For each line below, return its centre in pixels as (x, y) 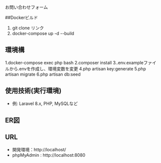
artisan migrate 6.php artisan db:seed (43, 74)
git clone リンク (28, 28)
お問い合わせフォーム (26, 7)
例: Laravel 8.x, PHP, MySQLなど (45, 103)
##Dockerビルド (22, 18)
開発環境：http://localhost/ (39, 149)
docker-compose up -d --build (43, 33)
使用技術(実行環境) (33, 91)
